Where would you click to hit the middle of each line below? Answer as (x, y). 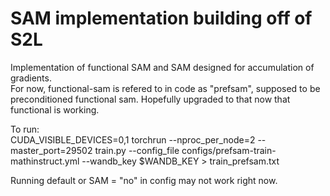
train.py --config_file (137, 150)
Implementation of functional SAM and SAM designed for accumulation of (162, 67)
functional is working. (55, 109)
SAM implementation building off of (161, 18)
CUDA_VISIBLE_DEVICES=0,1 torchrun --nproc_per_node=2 (133, 139)
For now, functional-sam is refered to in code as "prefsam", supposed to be (165, 88)
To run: (25, 129)
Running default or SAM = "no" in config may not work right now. (144, 180)
